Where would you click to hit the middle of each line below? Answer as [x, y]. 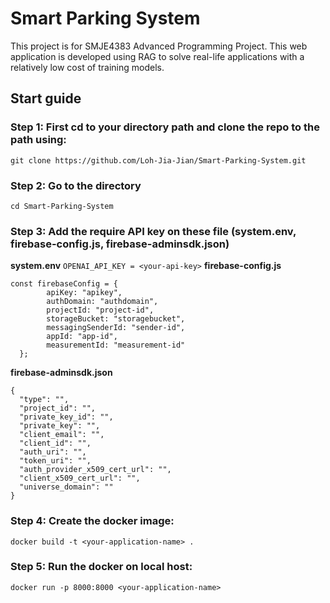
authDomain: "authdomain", [102, 302]
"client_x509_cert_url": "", [80, 478]
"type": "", [44, 400]
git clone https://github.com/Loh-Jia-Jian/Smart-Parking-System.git [158, 160]
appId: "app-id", [82, 337]
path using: [38, 140]
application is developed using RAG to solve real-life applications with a [157, 56]
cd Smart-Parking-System [62, 206]
